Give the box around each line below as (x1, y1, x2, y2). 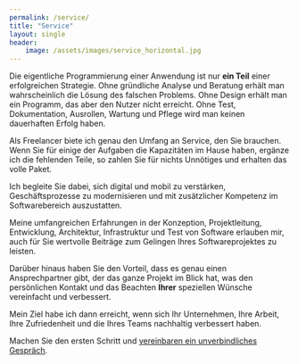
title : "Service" (9, 21, 74, 30)
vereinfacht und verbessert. (9, 292, 112, 302)
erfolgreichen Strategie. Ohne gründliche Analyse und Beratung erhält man (9, 80, 286, 91)
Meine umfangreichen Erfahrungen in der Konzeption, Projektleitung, (9, 218, 262, 228)
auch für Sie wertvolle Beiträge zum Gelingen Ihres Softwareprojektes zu (9, 236, 277, 247)
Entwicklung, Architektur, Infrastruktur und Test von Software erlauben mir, (9, 227, 285, 237)
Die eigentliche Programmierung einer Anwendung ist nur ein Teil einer (9, 70, 270, 81)
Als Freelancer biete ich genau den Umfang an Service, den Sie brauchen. (9, 136, 282, 146)
